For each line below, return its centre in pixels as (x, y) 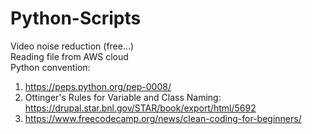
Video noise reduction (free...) (72, 46)
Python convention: (50, 67)
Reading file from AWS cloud (69, 56)
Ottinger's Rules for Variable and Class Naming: (123, 97)
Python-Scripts (76, 18)
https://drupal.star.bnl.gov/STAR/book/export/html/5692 (140, 108)
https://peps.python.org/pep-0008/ (98, 86)
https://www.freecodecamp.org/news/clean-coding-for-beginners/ (163, 118)
